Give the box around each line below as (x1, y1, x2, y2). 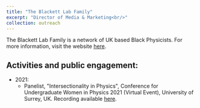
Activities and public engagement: (6, 60, 139, 70)
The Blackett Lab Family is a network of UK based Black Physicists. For (6, 37, 183, 44)
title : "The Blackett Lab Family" (6, 8, 93, 15)
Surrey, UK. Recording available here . (23, 95, 117, 103)
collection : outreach (6, 20, 61, 26)
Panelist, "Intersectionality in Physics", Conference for (23, 82, 158, 90)
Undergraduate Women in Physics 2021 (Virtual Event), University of (23, 89, 194, 96)
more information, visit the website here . (6, 43, 107, 50)
